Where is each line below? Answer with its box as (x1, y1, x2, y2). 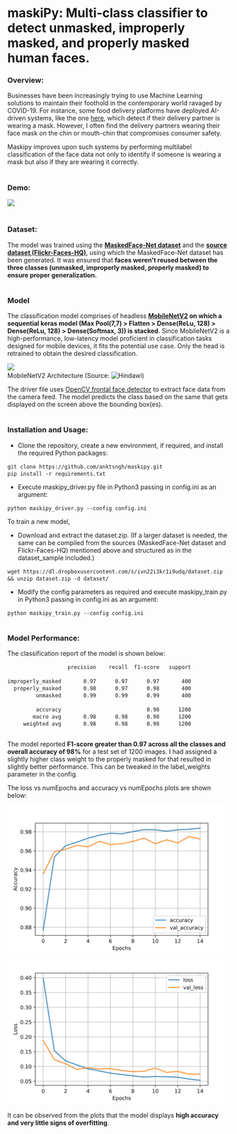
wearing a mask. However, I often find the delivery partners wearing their (7, 122, 221, 130)
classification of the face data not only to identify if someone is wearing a (7, 150, 221, 159)
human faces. (7, 50, 90, 67)
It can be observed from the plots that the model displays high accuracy (7, 1111, 219, 1119)
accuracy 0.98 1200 (35, 706, 192, 714)
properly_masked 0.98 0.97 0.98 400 (13, 685, 192, 692)
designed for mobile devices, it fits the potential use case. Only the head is (7, 342, 225, 350)
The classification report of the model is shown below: (7, 649, 166, 658)
